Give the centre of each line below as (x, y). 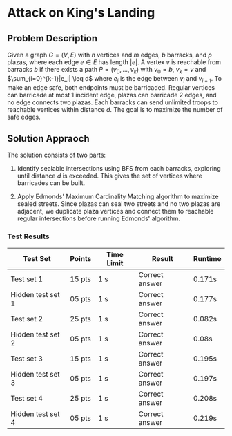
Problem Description (52, 38)
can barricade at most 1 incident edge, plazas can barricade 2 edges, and (112, 95)
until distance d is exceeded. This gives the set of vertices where (109, 176)
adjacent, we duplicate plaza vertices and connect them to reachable (115, 211)
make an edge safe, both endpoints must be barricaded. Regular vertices (111, 87)
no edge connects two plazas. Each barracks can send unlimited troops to (113, 102)
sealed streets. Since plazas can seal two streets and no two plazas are (119, 204)
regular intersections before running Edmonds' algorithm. (99, 218)
